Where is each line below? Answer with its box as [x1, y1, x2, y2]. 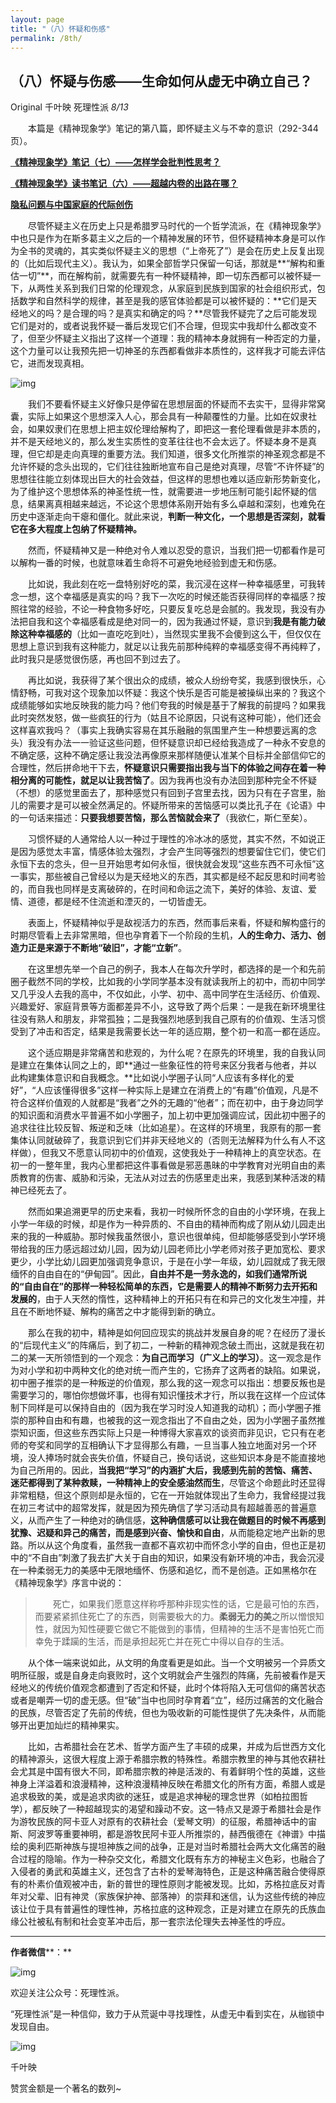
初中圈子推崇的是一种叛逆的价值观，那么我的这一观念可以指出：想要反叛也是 [10, 1377, 326, 1389]
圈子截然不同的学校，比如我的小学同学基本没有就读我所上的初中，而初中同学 [10, 976, 326, 988]
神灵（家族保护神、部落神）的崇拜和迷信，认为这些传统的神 [71, 1891, 317, 1903]
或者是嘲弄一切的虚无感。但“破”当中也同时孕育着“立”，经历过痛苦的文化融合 [10, 1694, 324, 1706]
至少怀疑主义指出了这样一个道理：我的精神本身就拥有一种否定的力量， [36, 332, 326, 345]
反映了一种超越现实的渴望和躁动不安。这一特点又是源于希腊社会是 [40, 1803, 313, 1815]
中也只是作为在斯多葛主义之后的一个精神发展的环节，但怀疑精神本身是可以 [10, 232, 317, 245]
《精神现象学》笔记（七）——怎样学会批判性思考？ [10, 156, 221, 168]
